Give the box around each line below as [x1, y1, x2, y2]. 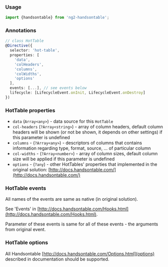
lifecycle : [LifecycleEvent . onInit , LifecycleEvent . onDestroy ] [10, 90, 145, 96]
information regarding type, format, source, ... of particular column [12, 145, 151, 151]
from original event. [5, 227, 46, 233]
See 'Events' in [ [5, 206, 39, 212]
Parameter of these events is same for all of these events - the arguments [5, 221, 158, 227]
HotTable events [5, 185, 46, 192]
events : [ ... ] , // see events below [10, 85, 87, 91]
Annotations [5, 27, 36, 34]
